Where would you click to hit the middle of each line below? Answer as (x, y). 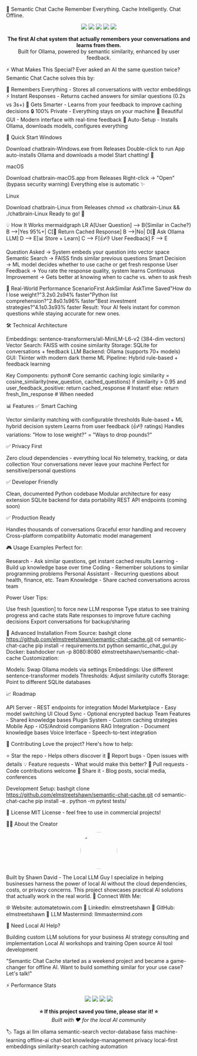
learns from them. (99, 45)
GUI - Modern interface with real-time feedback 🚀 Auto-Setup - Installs (92, 120)
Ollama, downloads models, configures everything (67, 126)
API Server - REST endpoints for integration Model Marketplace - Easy (91, 707)
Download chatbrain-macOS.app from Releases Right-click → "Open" (91, 178)
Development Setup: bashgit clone (48, 788)
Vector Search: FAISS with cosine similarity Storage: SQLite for (82, 345)
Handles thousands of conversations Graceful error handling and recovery (96, 529)
